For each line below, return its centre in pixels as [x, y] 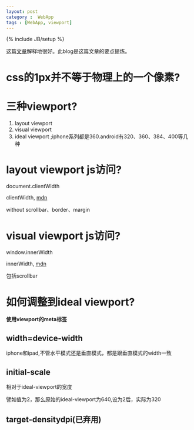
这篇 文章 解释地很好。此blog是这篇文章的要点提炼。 [68, 51]
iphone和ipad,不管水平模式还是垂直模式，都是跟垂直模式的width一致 [89, 353]
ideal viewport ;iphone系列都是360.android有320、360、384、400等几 [101, 136]
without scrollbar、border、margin [48, 210]
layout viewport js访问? [64, 170]
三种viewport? [42, 106]
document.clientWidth [33, 186]
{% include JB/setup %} [35, 39]
